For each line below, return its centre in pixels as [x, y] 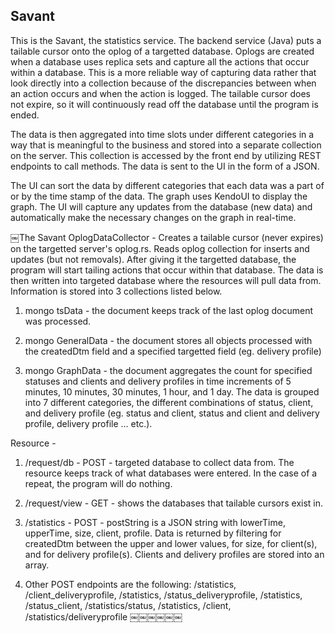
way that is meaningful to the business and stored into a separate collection [166, 145]
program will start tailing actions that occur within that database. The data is [167, 270]
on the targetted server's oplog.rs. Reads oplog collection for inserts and [160, 248]
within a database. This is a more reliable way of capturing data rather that [163, 72]
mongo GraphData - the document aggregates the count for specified [168, 370]
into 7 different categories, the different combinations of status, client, [169, 402]
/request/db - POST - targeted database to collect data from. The [159, 462]
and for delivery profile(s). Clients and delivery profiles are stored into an [174, 554]
